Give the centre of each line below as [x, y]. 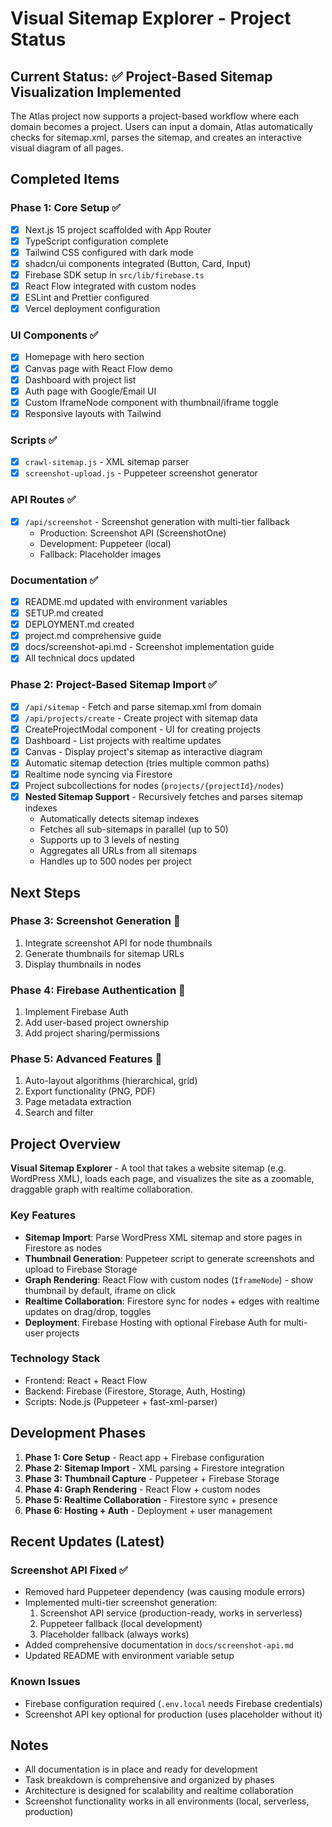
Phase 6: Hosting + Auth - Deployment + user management [148, 1510]
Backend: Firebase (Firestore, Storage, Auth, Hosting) [135, 1391]
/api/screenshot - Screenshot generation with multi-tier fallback [157, 521]
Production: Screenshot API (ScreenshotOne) [133, 533]
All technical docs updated [79, 658]
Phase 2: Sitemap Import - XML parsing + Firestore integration [154, 1468]
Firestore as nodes [63, 1248]
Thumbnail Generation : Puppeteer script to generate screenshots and [169, 1258]
